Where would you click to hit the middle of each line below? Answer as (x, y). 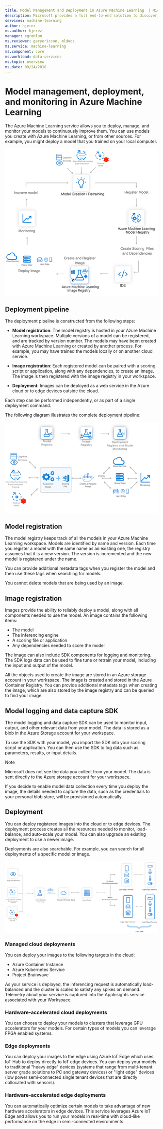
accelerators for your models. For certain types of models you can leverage (81, 1028)
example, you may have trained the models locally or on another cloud (82, 351)
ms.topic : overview (25, 62)
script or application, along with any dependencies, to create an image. (83, 371)
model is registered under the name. (41, 559)
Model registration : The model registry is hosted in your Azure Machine (84, 331)
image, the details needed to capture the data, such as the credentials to (78, 792)
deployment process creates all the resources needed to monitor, (70, 829)
